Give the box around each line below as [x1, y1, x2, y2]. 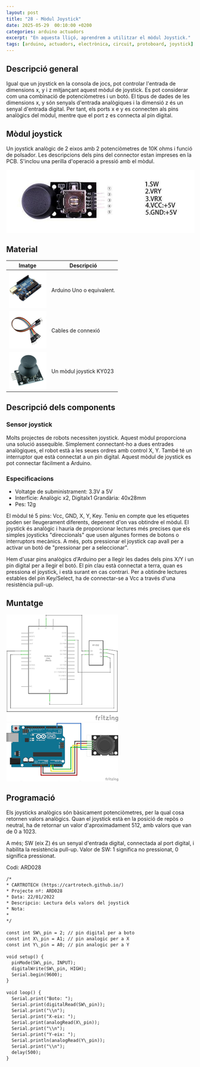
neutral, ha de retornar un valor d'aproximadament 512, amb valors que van [6, 821, 192, 828]
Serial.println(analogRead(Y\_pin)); [11, 1037, 106, 1043]
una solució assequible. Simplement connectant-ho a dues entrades [6, 440, 174, 448]
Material [6, 244, 38, 254]
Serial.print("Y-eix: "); [11, 1031, 76, 1037]
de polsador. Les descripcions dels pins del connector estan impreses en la [6, 151, 192, 158]
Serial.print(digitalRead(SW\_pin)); [11, 1001, 106, 1007]
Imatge [19, 262, 37, 269]
